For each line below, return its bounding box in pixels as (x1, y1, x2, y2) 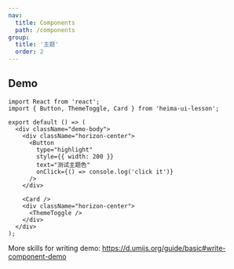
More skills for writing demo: (8, 243, 101, 253)
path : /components (15, 26, 76, 34)
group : (8, 33, 30, 42)
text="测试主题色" (36, 161, 90, 169)
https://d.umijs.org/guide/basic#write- (101, 243, 226, 253)
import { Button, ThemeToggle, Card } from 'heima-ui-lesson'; (8, 104, 220, 112)
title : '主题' (15, 41, 59, 49)
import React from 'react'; (8, 97, 101, 106)
